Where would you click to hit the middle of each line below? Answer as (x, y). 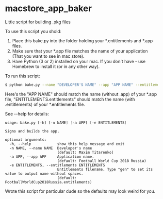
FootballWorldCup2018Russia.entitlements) (49, 182)
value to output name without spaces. (44, 174)
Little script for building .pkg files (38, 22)
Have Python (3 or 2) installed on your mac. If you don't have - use (79, 61)
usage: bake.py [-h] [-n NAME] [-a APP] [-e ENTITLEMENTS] (66, 123)
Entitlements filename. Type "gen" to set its (105, 169)
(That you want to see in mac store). (48, 56)
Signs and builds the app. (32, 131)
